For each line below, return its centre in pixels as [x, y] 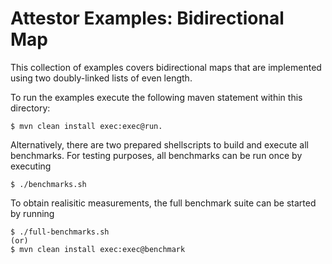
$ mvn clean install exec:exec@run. [86, 126]
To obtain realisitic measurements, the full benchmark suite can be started [163, 203]
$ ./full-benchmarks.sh [60, 232]
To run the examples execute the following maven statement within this [156, 97]
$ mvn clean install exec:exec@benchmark [98, 249]
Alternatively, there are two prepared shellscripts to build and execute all [159, 144]
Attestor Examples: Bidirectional [147, 18]
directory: [30, 108]
